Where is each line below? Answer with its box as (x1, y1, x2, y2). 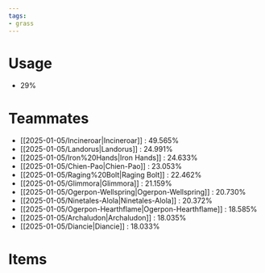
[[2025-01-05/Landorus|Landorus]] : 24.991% (19, 145, 173, 154)
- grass (8, 19, 35, 27)
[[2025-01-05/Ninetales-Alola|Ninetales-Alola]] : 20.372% (19, 195, 213, 206)
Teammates (8, 109, 89, 128)
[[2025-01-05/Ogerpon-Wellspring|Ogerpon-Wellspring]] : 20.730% (19, 187, 246, 197)
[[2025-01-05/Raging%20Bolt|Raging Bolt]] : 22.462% (19, 170, 202, 180)
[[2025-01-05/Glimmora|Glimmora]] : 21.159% (19, 178, 172, 188)
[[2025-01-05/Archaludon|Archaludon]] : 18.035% (19, 213, 187, 223)
